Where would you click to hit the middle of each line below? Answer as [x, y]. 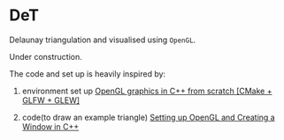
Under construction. [46, 56]
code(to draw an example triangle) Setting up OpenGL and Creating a [149, 117]
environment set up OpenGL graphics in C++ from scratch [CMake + [147, 91]
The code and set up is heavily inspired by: [88, 74]
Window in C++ [50, 126]
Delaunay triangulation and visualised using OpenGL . [103, 40]
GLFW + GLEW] [51, 100]
